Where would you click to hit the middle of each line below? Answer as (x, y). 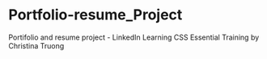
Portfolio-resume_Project (95, 15)
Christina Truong (36, 45)
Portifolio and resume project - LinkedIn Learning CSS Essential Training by (134, 37)
